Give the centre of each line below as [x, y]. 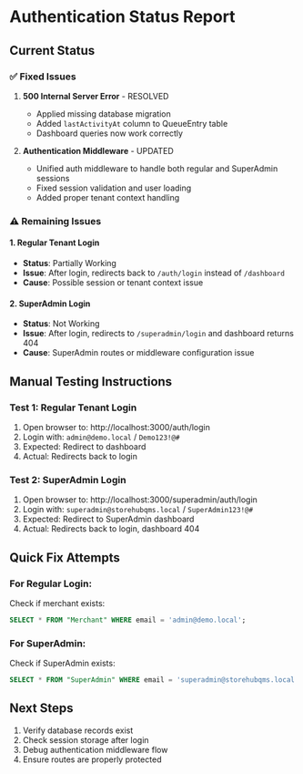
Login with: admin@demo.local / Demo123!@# [101, 437]
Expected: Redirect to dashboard [84, 446]
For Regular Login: [51, 583]
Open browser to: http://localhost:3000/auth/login [116, 427]
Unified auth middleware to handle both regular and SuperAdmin [157, 168]
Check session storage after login [86, 739]
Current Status [52, 51]
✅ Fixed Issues [43, 77]
